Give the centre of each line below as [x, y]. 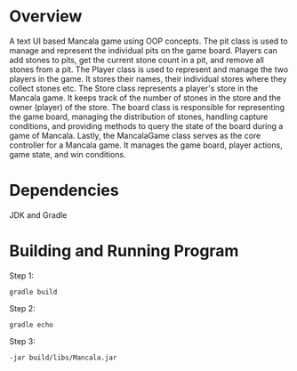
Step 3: [22, 341]
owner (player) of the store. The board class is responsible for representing [147, 107]
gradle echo [31, 325]
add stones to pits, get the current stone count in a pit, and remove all [136, 60]
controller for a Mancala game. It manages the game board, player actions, [146, 145]
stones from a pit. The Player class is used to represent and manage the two [149, 69]
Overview [46, 16]
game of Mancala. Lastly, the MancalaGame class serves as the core [135, 135]
